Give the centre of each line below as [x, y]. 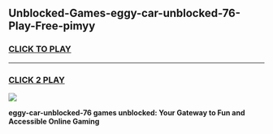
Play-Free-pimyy [52, 26]
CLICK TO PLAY [40, 50]
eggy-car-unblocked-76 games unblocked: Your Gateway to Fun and [127, 112]
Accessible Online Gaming [54, 121]
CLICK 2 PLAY [37, 80]
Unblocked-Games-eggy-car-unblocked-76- [125, 13]
